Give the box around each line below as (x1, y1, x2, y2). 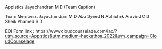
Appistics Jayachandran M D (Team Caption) (5, 4, 95, 10)
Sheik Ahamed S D (5, 19, 43, 24)
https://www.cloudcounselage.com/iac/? (35, 28, 117, 33)
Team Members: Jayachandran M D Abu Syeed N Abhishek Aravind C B (5, 14, 150, 19)
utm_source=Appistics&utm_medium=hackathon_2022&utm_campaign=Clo (5, 33, 157, 39)
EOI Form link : (5, 28, 35, 33)
